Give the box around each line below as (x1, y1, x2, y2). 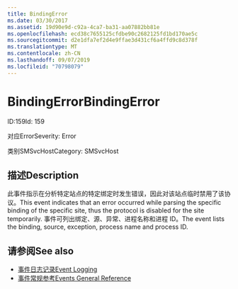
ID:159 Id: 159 (7, 117, 45, 125)
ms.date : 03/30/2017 (7, 17, 69, 24)
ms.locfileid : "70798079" (7, 63, 84, 70)
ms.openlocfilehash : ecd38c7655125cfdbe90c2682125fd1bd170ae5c (7, 30, 198, 38)
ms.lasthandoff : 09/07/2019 (7, 57, 91, 64)
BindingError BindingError (7, 93, 161, 110)
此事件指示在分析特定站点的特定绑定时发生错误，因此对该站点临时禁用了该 (7, 189, 225, 198)
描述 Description (7, 169, 79, 181)
